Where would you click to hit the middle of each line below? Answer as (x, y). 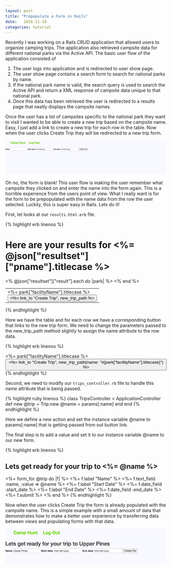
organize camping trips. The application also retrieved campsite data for (81, 48)
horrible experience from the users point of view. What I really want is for (82, 194)
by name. (23, 80)
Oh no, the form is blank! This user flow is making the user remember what (84, 183)
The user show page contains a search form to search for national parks (89, 74)
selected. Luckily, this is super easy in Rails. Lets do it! (62, 205)
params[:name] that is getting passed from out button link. (67, 425)
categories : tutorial (28, 27)
